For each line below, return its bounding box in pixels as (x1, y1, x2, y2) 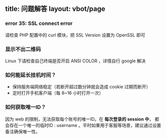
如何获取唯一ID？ (5, 104, 46, 111)
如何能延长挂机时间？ (5, 71, 56, 78)
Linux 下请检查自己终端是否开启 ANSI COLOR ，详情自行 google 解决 (5, 58, 146, 64)
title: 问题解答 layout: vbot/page (5, 4, 105, 13)
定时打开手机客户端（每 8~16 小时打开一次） (12, 90, 103, 96)
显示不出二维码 (5, 45, 41, 52)
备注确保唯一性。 (5, 129, 40, 135)
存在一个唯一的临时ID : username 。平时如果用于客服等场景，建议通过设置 (9, 122, 162, 128)
